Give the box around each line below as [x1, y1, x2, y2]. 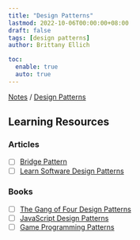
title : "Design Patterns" [8, 11, 93, 20]
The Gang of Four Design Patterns [19, 204, 132, 214]
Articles [8, 139, 40, 150]
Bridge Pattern [19, 157, 67, 167]
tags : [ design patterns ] [8, 33, 90, 42]
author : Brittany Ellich [8, 41, 90, 49]
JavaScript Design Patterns [19, 213, 109, 223]
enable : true [15, 63, 59, 72]
